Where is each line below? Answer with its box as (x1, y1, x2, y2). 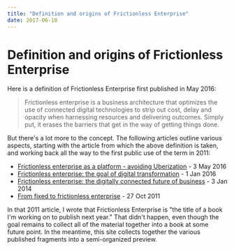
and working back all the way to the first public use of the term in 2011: (7, 149, 211, 157)
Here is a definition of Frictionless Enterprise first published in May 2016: (7, 84, 217, 93)
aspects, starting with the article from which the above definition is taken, (7, 141, 219, 150)
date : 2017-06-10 (7, 17, 58, 24)
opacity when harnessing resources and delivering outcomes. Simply (24, 113, 224, 122)
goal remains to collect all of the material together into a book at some (7, 221, 209, 229)
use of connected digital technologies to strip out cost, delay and (24, 105, 212, 114)
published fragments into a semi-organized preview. (7, 235, 157, 244)
